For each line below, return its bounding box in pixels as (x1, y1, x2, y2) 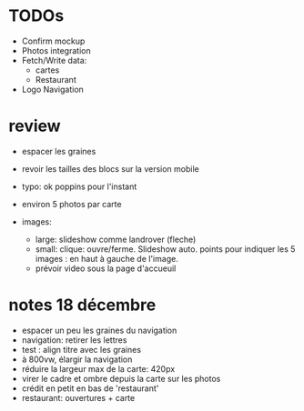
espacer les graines (21, 145, 96, 156)
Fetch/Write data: (21, 55, 87, 65)
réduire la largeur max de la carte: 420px (21, 363, 176, 374)
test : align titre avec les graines (21, 344, 142, 355)
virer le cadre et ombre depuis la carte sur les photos (21, 373, 221, 384)
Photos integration (21, 45, 92, 55)
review (8, 115, 61, 136)
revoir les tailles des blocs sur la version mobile (21, 163, 199, 174)
